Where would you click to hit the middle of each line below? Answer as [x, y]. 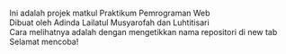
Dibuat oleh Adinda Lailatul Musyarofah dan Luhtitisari [109, 22]
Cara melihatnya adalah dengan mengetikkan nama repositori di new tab [143, 32]
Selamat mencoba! [44, 41]
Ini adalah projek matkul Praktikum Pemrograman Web [110, 13]
